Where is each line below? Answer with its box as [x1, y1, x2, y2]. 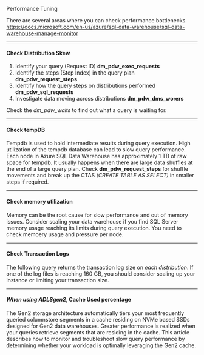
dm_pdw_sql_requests [15, 88, 74, 96]
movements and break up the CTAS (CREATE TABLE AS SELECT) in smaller [6, 172, 194, 179]
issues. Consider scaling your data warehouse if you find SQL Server [6, 217, 179, 225]
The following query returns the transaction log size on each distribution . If [6, 264, 194, 271]
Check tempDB [6, 126, 46, 133]
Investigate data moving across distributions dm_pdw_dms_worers [15, 95, 184, 102]
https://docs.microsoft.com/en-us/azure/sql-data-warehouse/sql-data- [6, 24, 185, 30]
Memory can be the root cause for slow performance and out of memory [6, 211, 188, 219]
